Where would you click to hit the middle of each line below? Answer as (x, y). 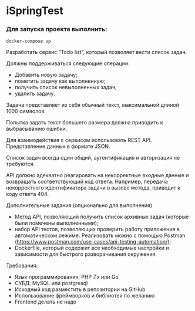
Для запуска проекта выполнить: (57, 29)
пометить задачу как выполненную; (60, 81)
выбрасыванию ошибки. (37, 129)
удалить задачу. (35, 94)
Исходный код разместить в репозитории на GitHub (80, 289)
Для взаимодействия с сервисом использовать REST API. (79, 140)
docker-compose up (28, 41)
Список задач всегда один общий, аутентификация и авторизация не (93, 158)
